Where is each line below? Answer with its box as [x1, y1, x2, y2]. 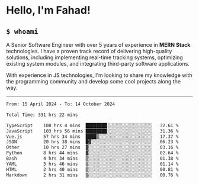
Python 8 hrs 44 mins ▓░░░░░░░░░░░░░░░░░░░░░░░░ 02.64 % [6, 150, 179, 156]
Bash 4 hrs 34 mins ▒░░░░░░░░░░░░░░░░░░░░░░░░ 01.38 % [6, 156, 179, 162]
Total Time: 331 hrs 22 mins [6, 112, 78, 118]
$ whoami [6, 27, 38, 35]
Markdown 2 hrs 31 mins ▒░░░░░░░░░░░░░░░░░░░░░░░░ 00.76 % [6, 172, 179, 178]
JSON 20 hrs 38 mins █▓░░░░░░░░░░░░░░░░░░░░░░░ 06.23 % [6, 139, 179, 145]
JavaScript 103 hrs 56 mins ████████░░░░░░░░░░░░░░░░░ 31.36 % [6, 128, 179, 134]
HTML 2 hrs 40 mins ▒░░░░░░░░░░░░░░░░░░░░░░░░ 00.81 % [6, 166, 179, 172]
